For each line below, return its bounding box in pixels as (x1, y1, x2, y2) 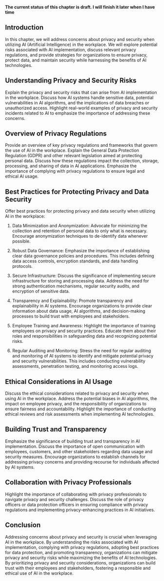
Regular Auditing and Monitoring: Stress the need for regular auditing (12, 348, 151, 354)
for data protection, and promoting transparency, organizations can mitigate (5, 549, 158, 555)
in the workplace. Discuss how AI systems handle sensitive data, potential (5, 95, 154, 100)
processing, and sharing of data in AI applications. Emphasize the (5, 163, 137, 169)
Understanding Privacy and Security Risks (5, 77, 137, 85)
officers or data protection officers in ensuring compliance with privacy (5, 501, 148, 507)
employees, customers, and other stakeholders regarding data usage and (5, 448, 153, 454)
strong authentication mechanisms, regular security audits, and (12, 283, 140, 289)
